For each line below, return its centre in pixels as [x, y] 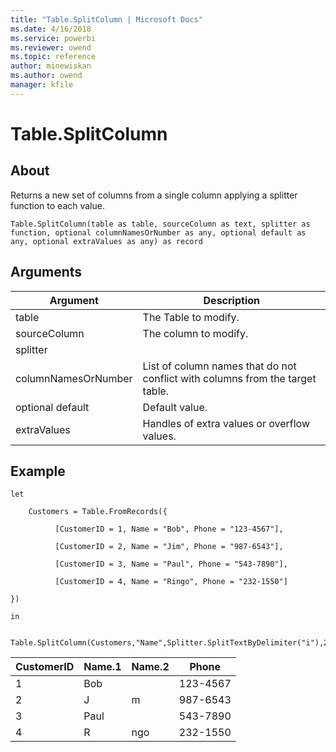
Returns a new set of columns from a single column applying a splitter [154, 195]
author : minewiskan [51, 66]
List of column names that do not [219, 366]
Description [231, 300]
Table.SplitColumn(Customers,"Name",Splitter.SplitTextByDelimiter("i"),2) [171, 643]
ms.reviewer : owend [51, 47]
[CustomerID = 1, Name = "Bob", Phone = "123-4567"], [169, 529]
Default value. [175, 407]
